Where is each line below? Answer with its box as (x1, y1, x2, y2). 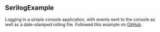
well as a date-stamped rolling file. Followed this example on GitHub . (5, 21, 142, 27)
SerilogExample (5, 4, 54, 12)
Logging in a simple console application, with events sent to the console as (5, 16, 156, 22)
